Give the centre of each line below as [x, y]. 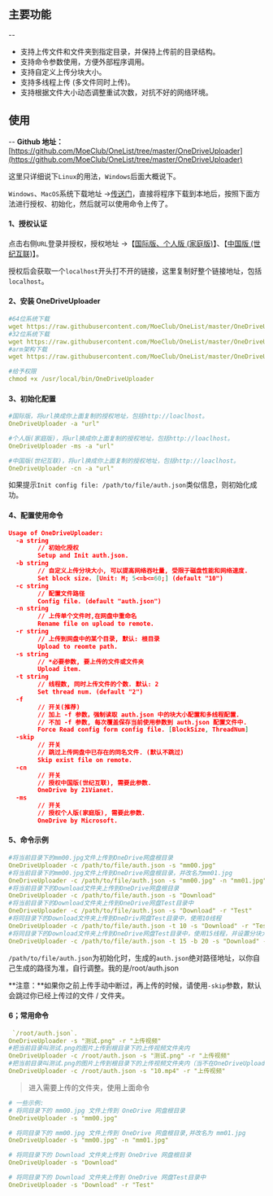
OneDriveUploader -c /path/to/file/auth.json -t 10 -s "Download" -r [129, 926]
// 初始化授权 [58, 548]
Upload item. [60, 669]
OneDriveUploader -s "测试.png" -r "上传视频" [85, 1040]
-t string [32, 677]
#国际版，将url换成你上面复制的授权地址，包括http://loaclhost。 [108, 416]
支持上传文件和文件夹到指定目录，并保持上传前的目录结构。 [120, 51]
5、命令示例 [28, 840]
